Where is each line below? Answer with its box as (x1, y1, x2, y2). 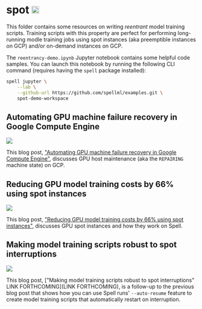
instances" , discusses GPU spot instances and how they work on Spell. (6, 222, 183, 229)
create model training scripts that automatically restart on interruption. (6, 296, 181, 303)
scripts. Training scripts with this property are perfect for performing (6, 29, 177, 36)
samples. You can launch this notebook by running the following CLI (6, 60, 175, 68)
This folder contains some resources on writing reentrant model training (6, 23, 185, 30)
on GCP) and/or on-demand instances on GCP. (6, 42, 123, 49)
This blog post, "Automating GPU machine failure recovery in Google (6, 148, 177, 156)
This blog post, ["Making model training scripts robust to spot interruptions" (6, 276, 195, 284)
